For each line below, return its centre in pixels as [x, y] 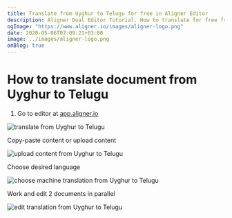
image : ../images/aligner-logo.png [58, 39]
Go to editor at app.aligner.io [58, 113]
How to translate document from [102, 80]
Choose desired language [44, 167]
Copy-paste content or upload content [62, 140]
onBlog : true [26, 46]
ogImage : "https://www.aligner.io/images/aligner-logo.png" [96, 26]
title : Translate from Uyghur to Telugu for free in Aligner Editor [108, 13]
